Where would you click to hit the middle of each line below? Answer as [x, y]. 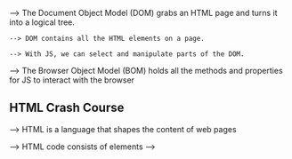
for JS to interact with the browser [72, 80]
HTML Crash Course [67, 108]
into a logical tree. [42, 22]
